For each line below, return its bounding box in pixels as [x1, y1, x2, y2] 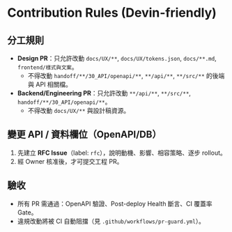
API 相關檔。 [36, 80, 72, 88]
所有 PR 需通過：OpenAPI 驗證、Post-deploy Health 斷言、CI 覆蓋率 [17, 199, 212, 208]
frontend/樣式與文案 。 [17, 63, 78, 71]
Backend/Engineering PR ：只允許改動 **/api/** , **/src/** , [17, 89, 192, 97]
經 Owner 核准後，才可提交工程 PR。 [17, 157, 123, 165]
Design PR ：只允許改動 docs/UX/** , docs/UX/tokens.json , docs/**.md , [17, 54, 217, 62]
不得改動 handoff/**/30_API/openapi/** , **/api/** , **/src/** [27, 72, 205, 79]
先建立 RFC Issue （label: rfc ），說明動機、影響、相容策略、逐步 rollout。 [17, 148, 226, 157]
